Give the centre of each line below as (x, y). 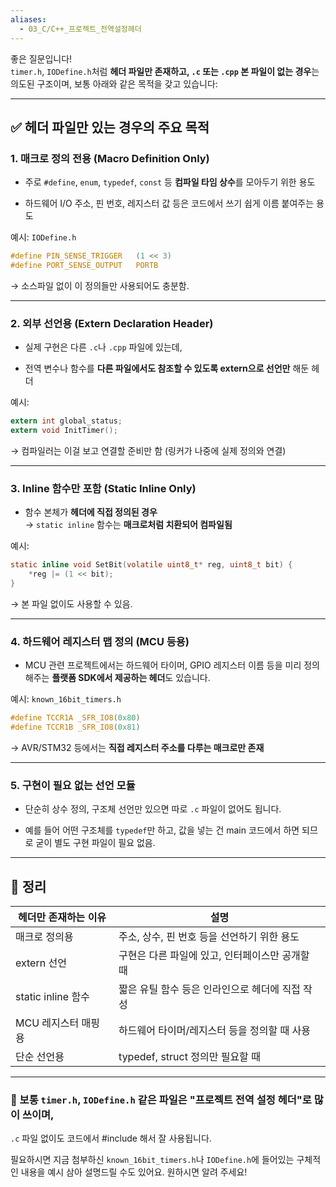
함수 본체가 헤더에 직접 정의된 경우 (91, 512)
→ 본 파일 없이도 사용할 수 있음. (71, 603)
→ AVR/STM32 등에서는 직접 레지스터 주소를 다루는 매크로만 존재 (137, 747)
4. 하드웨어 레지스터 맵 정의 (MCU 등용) (100, 641)
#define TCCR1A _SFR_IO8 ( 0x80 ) (75, 718)
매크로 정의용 (44, 937)
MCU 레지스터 (47, 1023)
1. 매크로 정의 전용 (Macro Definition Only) (110, 158)
